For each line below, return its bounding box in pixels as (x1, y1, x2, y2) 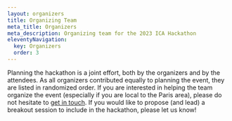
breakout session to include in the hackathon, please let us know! (7, 106, 197, 114)
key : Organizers (13, 43, 61, 50)
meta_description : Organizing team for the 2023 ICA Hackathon (7, 29, 197, 37)
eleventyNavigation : (7, 36, 68, 43)
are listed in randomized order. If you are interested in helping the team (7, 83, 213, 92)
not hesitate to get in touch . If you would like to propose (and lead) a (7, 98, 205, 106)
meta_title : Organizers (7, 23, 77, 30)
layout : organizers (7, 10, 65, 17)
